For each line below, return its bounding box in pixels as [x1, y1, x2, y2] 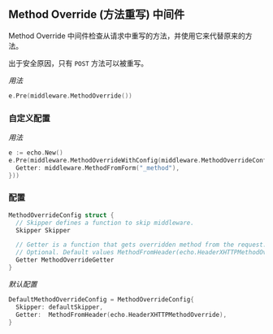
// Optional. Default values [15, 249, 115, 257]
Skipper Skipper [15, 226, 71, 234]
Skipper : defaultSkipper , [15, 303, 104, 311]
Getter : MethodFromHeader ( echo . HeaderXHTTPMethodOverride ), [15, 310, 227, 319]
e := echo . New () [8, 149, 63, 157]
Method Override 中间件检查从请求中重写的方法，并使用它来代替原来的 [8, 31, 245, 41]
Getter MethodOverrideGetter [15, 256, 115, 264]
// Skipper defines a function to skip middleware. [15, 219, 195, 227]
